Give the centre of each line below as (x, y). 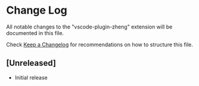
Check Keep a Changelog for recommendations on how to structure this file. (100, 44)
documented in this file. (35, 33)
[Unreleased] (31, 63)
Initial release (31, 77)
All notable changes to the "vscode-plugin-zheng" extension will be (89, 27)
